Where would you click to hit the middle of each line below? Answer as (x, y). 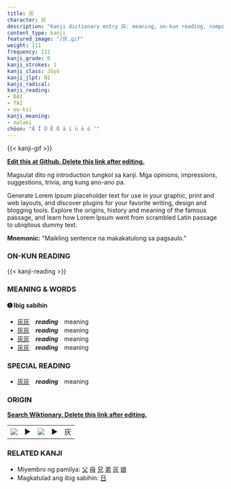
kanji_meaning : (29, 116)
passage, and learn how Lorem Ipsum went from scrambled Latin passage (112, 218)
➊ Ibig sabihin (27, 305)
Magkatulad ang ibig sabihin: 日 (62, 478)
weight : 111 (24, 45)
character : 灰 (27, 20)
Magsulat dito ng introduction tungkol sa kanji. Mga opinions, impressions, (112, 175)
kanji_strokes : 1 (32, 65)
